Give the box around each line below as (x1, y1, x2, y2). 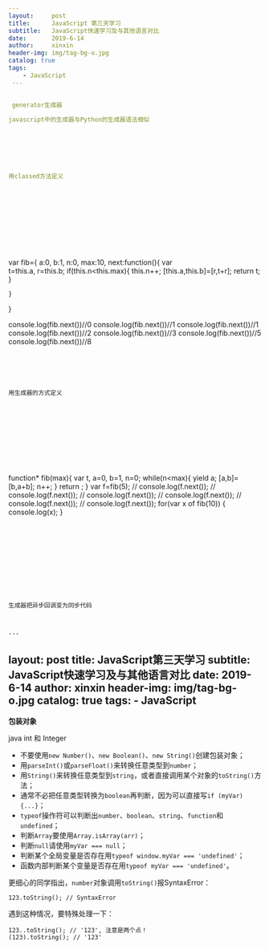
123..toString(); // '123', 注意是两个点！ (8, 926, 148, 935)
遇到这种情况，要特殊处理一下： (8, 908, 114, 919)
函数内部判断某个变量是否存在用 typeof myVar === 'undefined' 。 (19, 860, 234, 870)
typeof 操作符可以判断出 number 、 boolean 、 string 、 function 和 (19, 810, 224, 820)
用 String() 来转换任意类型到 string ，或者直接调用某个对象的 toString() (19, 770, 255, 780)
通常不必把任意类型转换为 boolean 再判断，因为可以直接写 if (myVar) (19, 790, 243, 800)
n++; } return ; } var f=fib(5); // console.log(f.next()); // (36, 481, 216, 491)
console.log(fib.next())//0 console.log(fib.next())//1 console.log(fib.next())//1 (8, 319, 259, 329)
